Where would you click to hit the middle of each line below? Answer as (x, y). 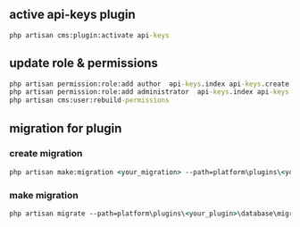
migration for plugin (66, 128)
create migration (46, 154)
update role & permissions (84, 63)
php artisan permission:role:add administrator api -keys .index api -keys (150, 92)
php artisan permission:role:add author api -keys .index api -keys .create (150, 84)
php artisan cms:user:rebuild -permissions (89, 101)
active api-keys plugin (72, 15)
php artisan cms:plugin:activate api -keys (89, 35)
